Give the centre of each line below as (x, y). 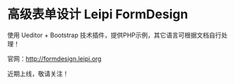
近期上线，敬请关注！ (38, 73)
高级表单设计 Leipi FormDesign (98, 14)
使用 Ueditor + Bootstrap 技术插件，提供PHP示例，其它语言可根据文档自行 (115, 35)
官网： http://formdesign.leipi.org (54, 58)
